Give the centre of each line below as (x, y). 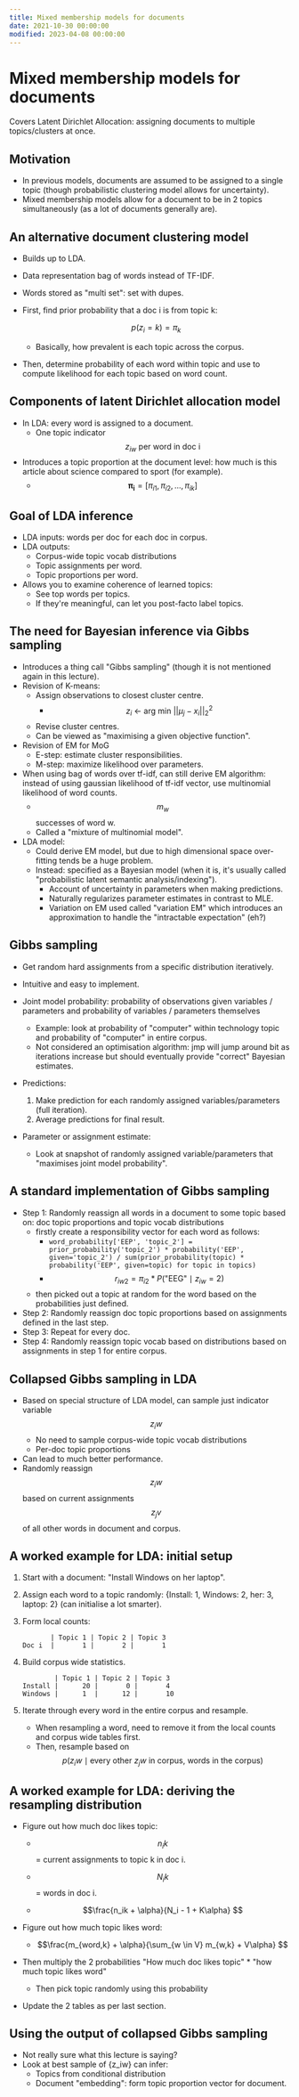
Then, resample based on (82, 1747)
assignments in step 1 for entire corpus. (94, 1351)
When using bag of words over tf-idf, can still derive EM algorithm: (144, 774)
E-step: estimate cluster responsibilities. (109, 755)
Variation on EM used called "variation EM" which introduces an (166, 908)
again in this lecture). (61, 676)
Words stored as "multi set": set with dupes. (103, 293)
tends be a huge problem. (106, 861)
